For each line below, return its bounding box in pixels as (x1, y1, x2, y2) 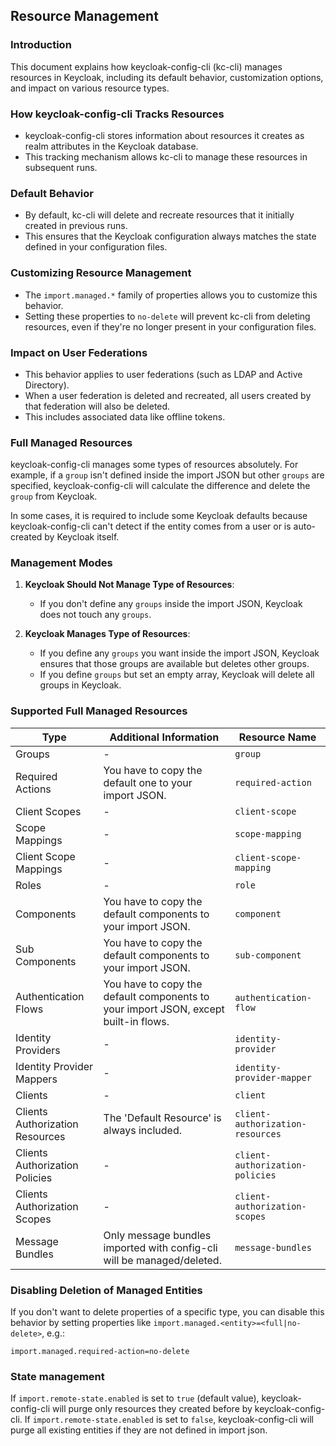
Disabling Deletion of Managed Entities (10, 1283, 203, 1297)
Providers (15, 1043, 61, 1057)
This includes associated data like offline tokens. (24, 410, 226, 423)
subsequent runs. (24, 161, 98, 173)
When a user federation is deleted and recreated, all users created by (24, 389, 312, 401)
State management (10, 1369, 105, 1383)
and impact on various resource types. (10, 82, 170, 94)
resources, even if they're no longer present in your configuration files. (24, 320, 317, 333)
